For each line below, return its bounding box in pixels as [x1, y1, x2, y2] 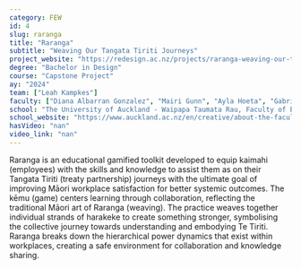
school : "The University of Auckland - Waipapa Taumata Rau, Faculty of [9, 105, 287, 114]
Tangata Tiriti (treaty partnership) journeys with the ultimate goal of [9, 173, 258, 184]
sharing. [9, 249, 40, 260]
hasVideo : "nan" [9, 122, 70, 131]
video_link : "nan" [9, 130, 78, 139]
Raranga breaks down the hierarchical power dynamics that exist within [9, 230, 273, 241]
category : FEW [9, 13, 63, 22]
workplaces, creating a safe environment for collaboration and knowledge [9, 239, 282, 251]
